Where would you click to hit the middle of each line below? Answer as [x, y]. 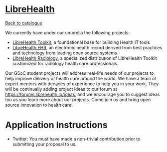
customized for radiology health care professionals [65, 63]
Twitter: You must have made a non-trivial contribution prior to [76, 139]
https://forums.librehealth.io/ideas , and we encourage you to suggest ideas [83, 94]
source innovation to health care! [39, 105]
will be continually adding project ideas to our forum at [61, 89]
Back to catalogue [24, 23]
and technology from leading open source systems [65, 53]
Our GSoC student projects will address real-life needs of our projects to [80, 73]
